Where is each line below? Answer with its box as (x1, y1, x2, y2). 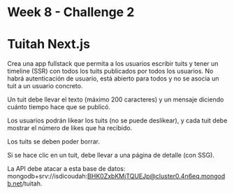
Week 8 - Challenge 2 (7, 4, 135, 20)
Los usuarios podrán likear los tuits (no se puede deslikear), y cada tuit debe (7, 116, 228, 125)
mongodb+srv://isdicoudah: (7, 172, 88, 181)
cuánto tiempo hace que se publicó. (7, 103, 110, 111)
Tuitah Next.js (7, 36, 91, 53)
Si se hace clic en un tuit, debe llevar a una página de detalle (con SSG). (7, 151, 215, 160)
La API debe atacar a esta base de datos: (7, 165, 126, 173)
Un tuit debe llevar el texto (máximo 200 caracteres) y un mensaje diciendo (7, 95, 224, 104)
